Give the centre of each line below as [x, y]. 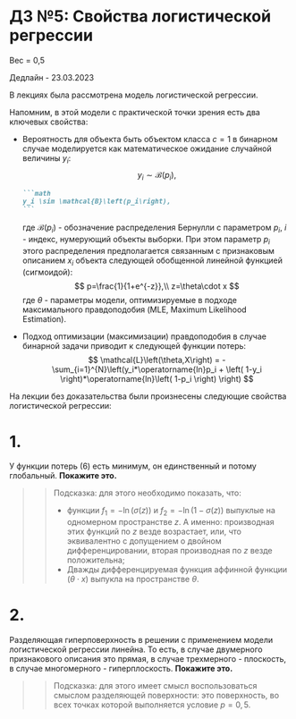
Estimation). [44, 318]
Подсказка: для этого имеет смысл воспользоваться [155, 686]
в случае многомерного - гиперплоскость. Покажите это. [121, 669]
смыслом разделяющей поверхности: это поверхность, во [166, 696]
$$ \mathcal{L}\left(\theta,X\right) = [154, 359]
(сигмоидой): [47, 272]
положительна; [96, 560]
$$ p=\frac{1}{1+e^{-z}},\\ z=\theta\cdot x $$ [157, 286]
